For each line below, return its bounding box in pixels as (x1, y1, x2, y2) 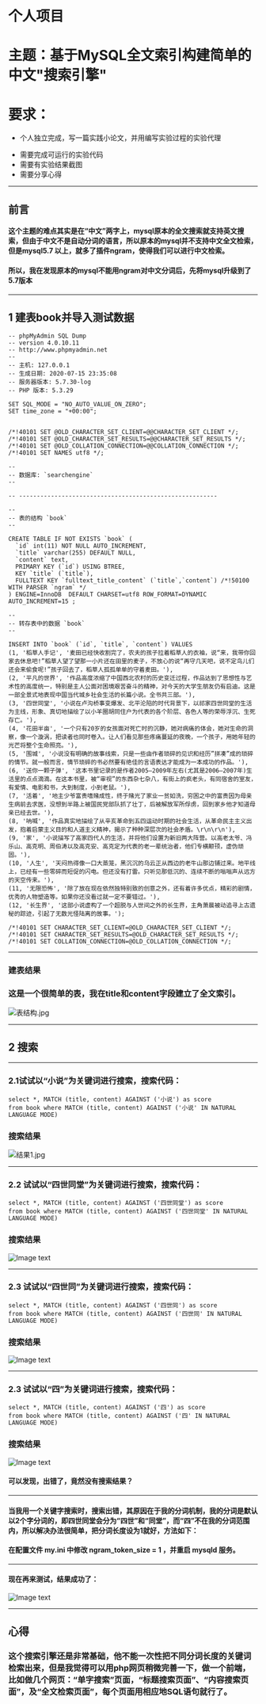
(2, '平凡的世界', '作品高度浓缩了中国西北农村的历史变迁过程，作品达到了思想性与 (8, 674, 247, 682)
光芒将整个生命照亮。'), (8, 741, 78, 749)
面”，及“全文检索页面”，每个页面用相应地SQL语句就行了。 (8, 1687, 232, 1698)
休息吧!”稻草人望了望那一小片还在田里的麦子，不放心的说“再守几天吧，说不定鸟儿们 (19, 658, 255, 665)
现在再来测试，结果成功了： (8, 1574, 99, 1584)
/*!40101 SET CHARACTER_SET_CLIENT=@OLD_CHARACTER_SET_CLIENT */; (8, 924, 232, 932)
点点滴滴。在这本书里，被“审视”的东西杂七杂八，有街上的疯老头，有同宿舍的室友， (25, 776, 257, 783)
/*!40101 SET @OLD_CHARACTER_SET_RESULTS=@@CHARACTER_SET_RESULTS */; (8, 435, 246, 444)
